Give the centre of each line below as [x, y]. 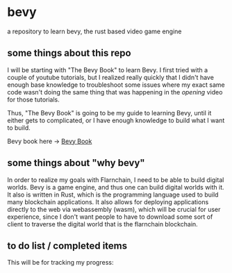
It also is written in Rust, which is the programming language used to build [113, 195]
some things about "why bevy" [76, 163]
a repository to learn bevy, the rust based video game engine [94, 31]
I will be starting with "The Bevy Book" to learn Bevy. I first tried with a [108, 69]
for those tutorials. [34, 99]
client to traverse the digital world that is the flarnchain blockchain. [102, 224]
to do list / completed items [67, 246]
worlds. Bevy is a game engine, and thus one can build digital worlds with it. [116, 187]
